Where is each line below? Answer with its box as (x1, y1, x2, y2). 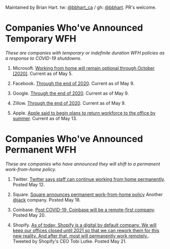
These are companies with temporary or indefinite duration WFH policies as (5, 49, 165, 56)
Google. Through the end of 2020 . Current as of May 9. (12, 90, 129, 96)
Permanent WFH (5, 144, 76, 156)
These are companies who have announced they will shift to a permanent (5, 160, 160, 167)
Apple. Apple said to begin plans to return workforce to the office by (12, 109, 156, 116)
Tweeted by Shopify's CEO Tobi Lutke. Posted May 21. (12, 238, 127, 244)
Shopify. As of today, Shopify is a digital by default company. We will (12, 222, 157, 228)
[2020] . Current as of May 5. (12, 70, 73, 76)
